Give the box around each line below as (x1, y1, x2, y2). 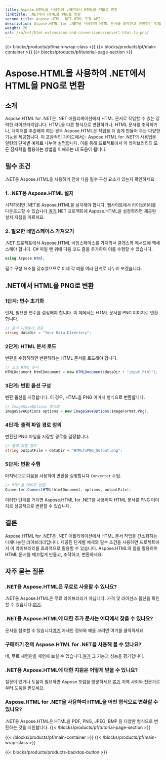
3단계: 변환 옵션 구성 (5, 382, 51, 389)
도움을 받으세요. (14, 685, 45, 691)
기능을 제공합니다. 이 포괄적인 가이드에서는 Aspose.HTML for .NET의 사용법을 (5, 134, 157, 140)
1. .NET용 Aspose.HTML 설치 (5, 190, 74, 197)
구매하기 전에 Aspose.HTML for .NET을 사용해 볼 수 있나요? (5, 641, 142, 648)
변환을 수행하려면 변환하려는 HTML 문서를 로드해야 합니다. (5, 355, 118, 361)
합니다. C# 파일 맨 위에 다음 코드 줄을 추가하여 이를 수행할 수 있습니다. (18, 246, 153, 252)
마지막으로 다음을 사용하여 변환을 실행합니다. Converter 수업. (5, 473, 122, 479)
